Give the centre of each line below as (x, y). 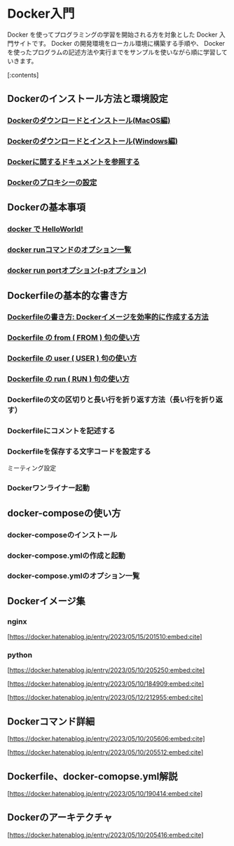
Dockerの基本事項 (47, 207)
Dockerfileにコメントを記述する (61, 431)
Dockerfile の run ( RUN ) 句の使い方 (68, 379)
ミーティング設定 (32, 468)
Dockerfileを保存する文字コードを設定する (79, 451)
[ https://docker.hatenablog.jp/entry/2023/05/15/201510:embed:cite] (105, 637)
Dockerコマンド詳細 (51, 721)
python (20, 655)
